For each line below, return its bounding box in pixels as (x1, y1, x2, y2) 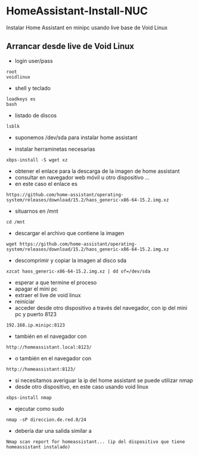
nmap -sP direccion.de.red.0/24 (6, 417, 86, 423)
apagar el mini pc (14, 285, 58, 292)
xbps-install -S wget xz (6, 157, 68, 163)
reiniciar (14, 298, 35, 305)
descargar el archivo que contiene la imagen (14, 229, 125, 237)
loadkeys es (6, 96, 36, 102)
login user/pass (14, 57, 53, 64)
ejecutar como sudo (14, 405, 64, 412)
